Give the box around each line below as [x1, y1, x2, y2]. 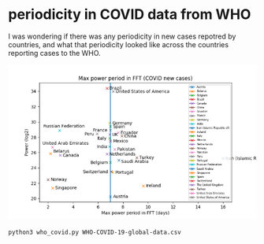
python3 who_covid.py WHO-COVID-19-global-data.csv [8, 228, 181, 236]
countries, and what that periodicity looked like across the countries [8, 39, 229, 49]
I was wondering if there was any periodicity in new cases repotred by [8, 31, 236, 41]
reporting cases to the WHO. [8, 48, 101, 57]
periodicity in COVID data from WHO [8, 6, 251, 24]
